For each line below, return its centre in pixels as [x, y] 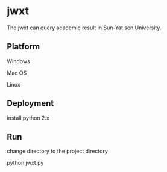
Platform [24, 47]
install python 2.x [28, 118]
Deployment [30, 103]
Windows [19, 61]
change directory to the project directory [57, 151]
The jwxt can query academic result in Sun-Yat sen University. [84, 28]
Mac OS [17, 73]
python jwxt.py [25, 163]
